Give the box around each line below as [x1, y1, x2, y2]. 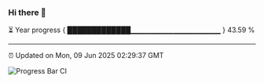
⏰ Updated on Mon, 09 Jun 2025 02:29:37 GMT [8, 51, 164, 60]
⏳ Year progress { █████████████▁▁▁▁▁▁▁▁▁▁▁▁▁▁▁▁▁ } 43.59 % [8, 25, 255, 34]
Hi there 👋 [8, 7, 47, 18]
